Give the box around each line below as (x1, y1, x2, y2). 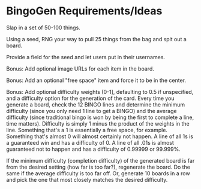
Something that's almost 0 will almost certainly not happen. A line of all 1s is (6, 133, 194, 140)
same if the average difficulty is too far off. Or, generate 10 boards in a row (6, 169, 190, 177)
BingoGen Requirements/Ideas (6, 4, 163, 18)
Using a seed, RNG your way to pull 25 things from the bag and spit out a (6, 35, 187, 42)
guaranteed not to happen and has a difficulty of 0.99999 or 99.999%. (6, 145, 181, 153)
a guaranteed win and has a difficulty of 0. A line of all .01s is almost (6, 139, 174, 146)
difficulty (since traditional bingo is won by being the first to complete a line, (6, 114, 194, 121)
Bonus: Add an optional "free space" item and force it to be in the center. (6, 77, 186, 84)
